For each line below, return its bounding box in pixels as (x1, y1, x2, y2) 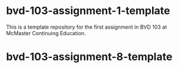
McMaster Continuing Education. (6, 29, 86, 36)
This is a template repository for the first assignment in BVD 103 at (6, 23, 167, 30)
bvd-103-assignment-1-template (6, 4, 170, 18)
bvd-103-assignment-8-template (6, 50, 173, 64)
